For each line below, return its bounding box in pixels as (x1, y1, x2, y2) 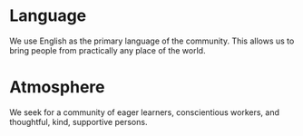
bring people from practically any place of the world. (9, 44, 206, 55)
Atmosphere (9, 77, 105, 98)
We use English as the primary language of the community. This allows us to (9, 35, 295, 46)
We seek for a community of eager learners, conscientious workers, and (9, 106, 279, 118)
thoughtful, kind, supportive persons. (9, 116, 148, 127)
